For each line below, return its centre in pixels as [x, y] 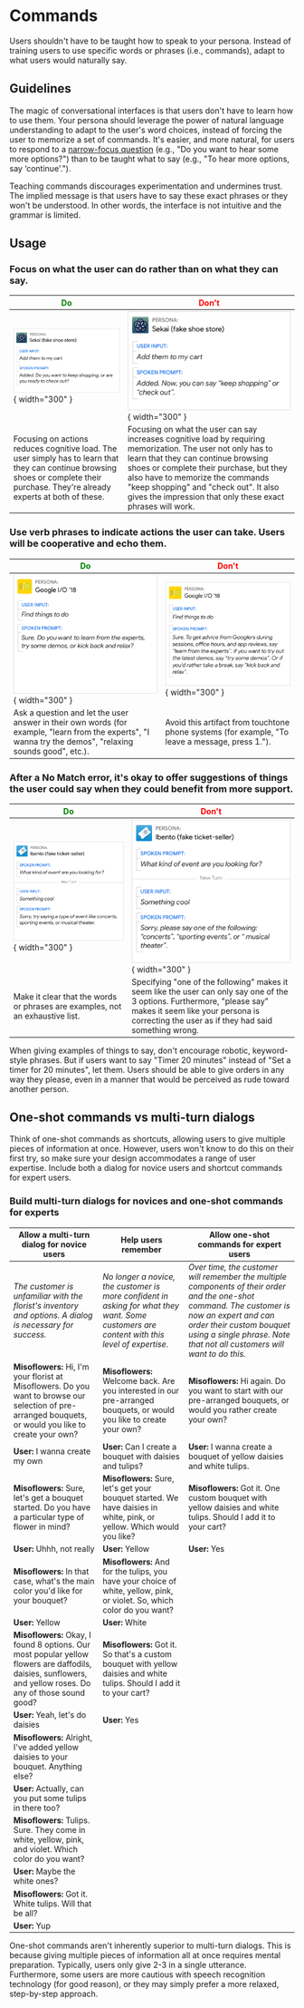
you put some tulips [50, 1798]
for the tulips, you [135, 1571]
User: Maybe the [44, 1872]
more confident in [136, 1296]
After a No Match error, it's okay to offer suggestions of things [149, 777]
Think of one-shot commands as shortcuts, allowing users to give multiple [147, 1139]
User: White [125, 1622]
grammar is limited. [45, 215]
